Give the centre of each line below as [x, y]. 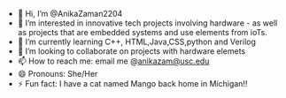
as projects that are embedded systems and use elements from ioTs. [142, 32]
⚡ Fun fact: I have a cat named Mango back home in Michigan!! [132, 83]
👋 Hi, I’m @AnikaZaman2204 [70, 14]
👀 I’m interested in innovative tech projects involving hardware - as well [147, 23]
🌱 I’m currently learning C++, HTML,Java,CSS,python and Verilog [137, 41]
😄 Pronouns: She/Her [58, 74]
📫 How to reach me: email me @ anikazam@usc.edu [113, 61]
